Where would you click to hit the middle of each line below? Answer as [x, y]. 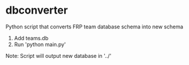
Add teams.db [31, 38]
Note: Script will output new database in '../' [59, 56]
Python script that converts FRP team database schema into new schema [94, 27]
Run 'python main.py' [40, 44]
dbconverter [37, 10]
